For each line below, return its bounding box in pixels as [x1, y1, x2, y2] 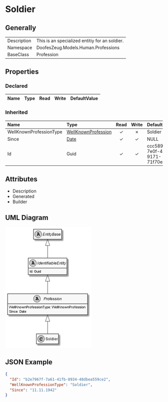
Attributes [5, 174, 37, 183]
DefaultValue [70, 95, 98, 101]
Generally [5, 24, 36, 32]
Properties [5, 68, 39, 76]
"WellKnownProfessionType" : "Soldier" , [9, 382, 93, 387]
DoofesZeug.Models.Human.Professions [36, 45, 120, 51]
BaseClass [7, 52, 29, 58]
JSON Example [5, 357, 52, 366]
